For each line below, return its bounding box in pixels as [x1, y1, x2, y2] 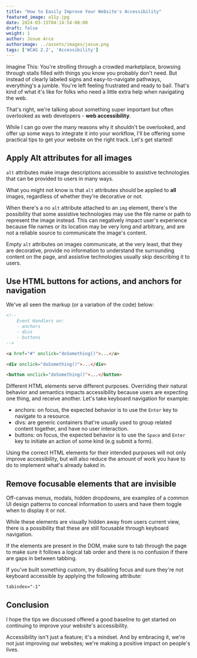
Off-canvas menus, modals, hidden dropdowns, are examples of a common [6, 494, 189, 501]
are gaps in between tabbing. [6, 555, 78, 562]
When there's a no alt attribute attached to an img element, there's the [6, 204, 178, 211]
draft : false [6, 25, 38, 31]
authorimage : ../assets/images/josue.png [6, 42, 109, 48]
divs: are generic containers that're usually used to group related [14, 419, 172, 426]
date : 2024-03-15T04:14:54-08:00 [6, 19, 88, 25]
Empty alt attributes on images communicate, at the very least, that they [6, 240, 183, 247]
